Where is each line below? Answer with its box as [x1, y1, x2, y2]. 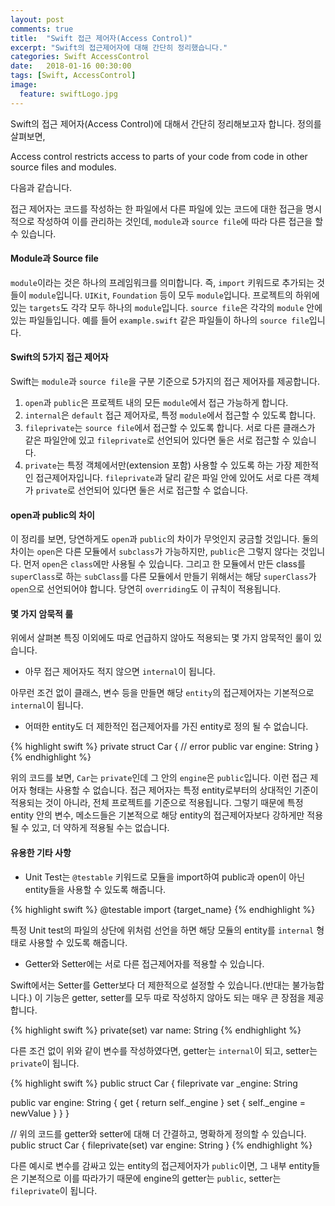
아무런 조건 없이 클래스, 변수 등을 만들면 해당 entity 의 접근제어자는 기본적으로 [10, 687, 315, 699]
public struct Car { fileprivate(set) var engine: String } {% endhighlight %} [10, 1139, 313, 1151]
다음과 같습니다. [10, 181, 73, 193]
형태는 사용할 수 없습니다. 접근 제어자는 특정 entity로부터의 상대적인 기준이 [28, 784, 319, 796]
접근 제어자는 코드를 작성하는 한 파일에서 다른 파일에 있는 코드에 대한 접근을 [10, 202, 304, 215]
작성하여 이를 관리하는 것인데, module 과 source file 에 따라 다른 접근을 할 [36, 215, 324, 227]
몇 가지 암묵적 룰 [10, 607, 74, 620]
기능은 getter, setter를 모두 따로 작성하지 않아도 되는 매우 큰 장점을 [44, 991, 306, 1003]
